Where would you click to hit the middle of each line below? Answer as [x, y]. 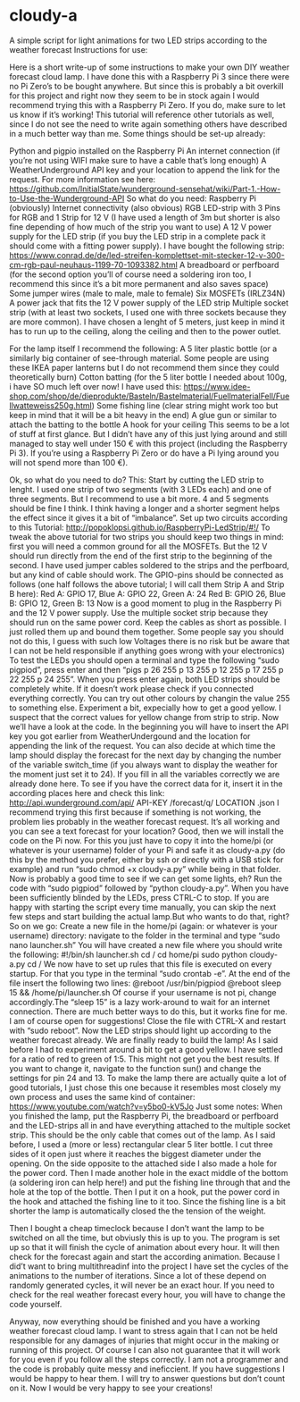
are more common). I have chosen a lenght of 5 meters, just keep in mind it [147, 322]
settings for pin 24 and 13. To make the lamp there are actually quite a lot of [148, 1078]
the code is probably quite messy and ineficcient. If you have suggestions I [147, 1369]
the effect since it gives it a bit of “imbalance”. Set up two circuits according [149, 517]
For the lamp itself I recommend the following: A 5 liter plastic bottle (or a [143, 348]
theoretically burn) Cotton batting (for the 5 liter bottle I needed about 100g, [148, 377]
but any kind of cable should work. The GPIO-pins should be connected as [146, 575]
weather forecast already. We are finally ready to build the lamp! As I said [144, 1040]
